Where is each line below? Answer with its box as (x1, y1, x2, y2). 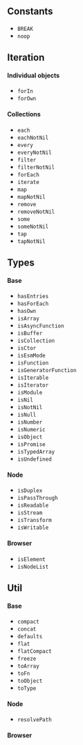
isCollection (17, 337, 55, 344)
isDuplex (17, 487, 43, 494)
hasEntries (17, 293, 49, 300)
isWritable (17, 524, 49, 532)
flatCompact (17, 648, 52, 655)
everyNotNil (17, 149, 52, 156)
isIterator (17, 382, 49, 389)
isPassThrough (17, 495, 58, 502)
